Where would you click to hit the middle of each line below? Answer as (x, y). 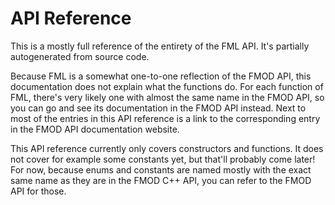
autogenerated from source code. (80, 56)
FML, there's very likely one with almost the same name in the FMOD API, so (167, 97)
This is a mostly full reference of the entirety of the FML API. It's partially (160, 46)
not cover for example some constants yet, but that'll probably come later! (163, 159)
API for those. (38, 191)
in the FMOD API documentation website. (95, 129)
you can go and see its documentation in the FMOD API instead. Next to (158, 108)
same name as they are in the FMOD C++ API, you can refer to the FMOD (161, 180)
